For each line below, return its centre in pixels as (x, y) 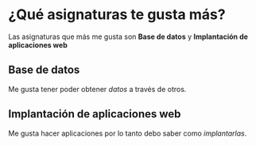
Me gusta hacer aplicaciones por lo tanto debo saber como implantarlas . (128, 133)
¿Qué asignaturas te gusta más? (117, 15)
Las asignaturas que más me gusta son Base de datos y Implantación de (128, 36)
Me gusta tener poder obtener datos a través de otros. (97, 89)
